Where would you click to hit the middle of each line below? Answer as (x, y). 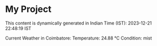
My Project (28, 9)
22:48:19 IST (18, 28)
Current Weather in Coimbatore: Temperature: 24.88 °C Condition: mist (78, 38)
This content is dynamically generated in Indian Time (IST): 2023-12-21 (78, 23)
